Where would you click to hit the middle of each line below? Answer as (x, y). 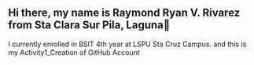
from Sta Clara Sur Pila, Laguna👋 (89, 25)
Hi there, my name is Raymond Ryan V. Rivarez (124, 13)
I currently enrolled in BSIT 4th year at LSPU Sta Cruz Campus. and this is (127, 44)
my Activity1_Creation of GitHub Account (74, 52)
